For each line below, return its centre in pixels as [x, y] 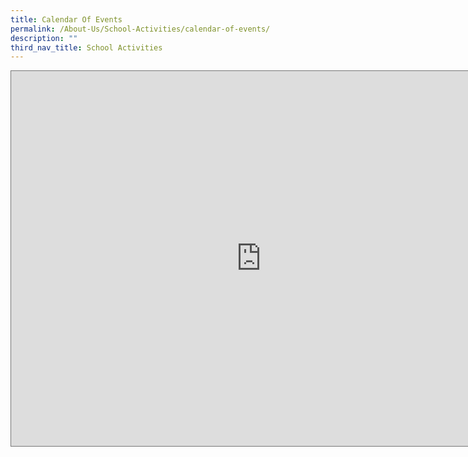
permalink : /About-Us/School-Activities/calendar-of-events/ [140, 29]
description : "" [44, 38]
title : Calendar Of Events [66, 19]
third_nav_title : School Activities [86, 47]
